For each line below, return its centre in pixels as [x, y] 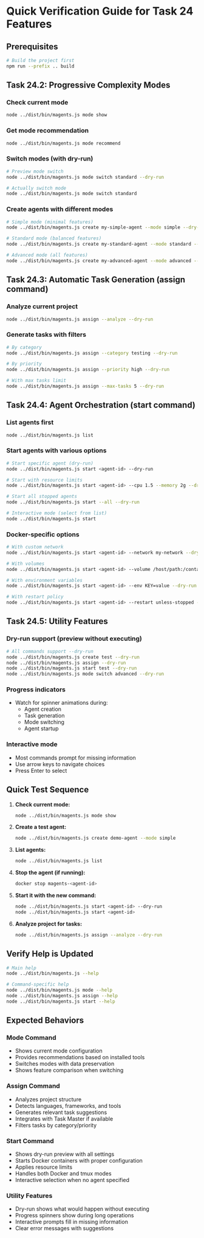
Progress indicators [36, 690]
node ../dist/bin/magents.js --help [53, 973]
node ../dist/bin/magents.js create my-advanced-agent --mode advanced [99, 261]
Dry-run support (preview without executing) [74, 638]
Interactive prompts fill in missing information [72, 1222]
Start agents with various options [56, 451]
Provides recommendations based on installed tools [80, 1057]
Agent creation [43, 709]
